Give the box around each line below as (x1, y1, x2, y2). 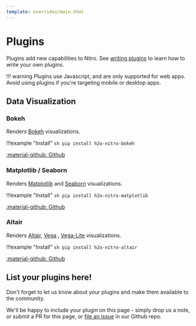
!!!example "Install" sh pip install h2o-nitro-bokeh (6, 139, 135, 147)
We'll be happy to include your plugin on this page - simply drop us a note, (6, 306, 191, 313)
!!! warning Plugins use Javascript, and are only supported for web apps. (6, 73, 186, 80)
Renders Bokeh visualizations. (6, 128, 81, 135)
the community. (6, 295, 45, 302)
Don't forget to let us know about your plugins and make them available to (6, 288, 189, 295)
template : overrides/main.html (6, 8, 85, 15)
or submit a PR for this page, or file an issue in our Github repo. (6, 313, 162, 320)
